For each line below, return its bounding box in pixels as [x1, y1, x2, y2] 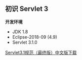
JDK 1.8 [12, 29, 28, 35]
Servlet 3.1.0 [12, 39, 38, 45]
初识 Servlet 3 [5, 4, 48, 13]
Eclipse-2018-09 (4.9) [12, 34, 58, 40]
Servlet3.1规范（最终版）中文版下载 [5, 49, 77, 56]
